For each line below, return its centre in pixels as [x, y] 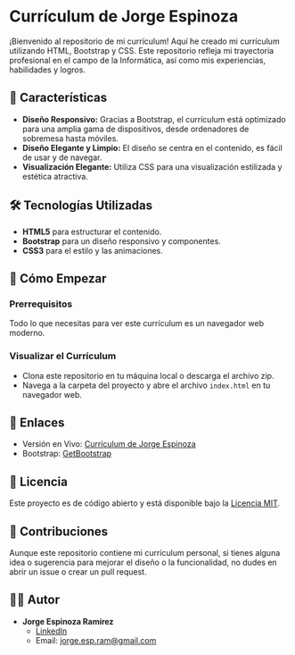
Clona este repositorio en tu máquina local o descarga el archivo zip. [148, 375]
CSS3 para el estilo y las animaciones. [92, 250]
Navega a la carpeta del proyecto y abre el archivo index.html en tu [146, 385]
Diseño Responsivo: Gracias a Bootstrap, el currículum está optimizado [154, 119]
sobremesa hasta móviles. [70, 138]
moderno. [27, 333]
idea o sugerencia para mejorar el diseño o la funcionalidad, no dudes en [143, 562]
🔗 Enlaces [37, 422]
